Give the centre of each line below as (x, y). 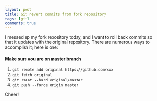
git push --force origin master (45, 85)
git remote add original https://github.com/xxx (63, 70)
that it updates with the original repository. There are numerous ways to (77, 42)
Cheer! (12, 94)
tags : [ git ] (17, 19)
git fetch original (32, 75)
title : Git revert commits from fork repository (56, 14)
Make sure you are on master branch (43, 59)
